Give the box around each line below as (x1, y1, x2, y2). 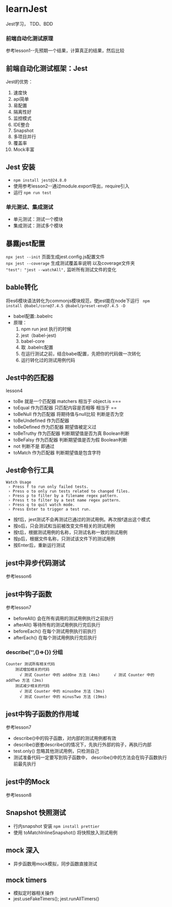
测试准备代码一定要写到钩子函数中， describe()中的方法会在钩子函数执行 (13, 754, 167, 761)
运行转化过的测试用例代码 (21, 357, 75, 363)
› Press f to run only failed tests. (8, 484, 89, 490)
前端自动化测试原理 (6, 34, 53, 42)
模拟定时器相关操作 (13, 890, 54, 896)
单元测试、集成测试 (6, 203, 53, 211)
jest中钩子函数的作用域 (6, 710, 79, 718)
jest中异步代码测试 (6, 559, 66, 567)
